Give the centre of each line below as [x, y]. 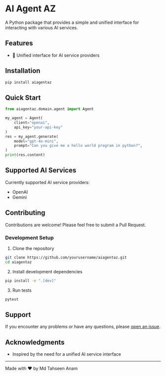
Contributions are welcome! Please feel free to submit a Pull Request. [76, 225]
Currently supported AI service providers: [47, 182]
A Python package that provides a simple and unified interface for [72, 22]
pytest [12, 299]
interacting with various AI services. [41, 27]
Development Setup [29, 238]
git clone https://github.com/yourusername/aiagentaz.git [66, 257]
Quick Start [23, 97]
